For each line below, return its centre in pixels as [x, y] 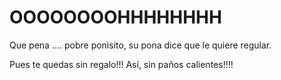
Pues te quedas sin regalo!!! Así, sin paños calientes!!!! [121, 64]
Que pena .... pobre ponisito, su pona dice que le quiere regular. [140, 45]
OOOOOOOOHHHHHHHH [115, 17]
